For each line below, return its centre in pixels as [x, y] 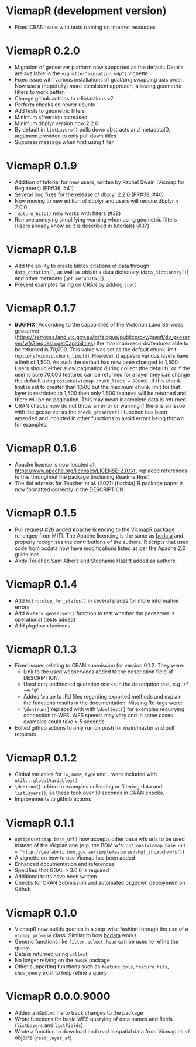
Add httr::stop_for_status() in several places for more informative [97, 600]
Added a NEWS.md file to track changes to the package [79, 1013]
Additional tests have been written [56, 877]
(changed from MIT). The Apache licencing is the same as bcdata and [99, 535]
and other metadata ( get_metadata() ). [60, 278]
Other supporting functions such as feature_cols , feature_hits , [92, 967]
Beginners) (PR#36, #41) [44, 188]
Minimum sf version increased [51, 117]
